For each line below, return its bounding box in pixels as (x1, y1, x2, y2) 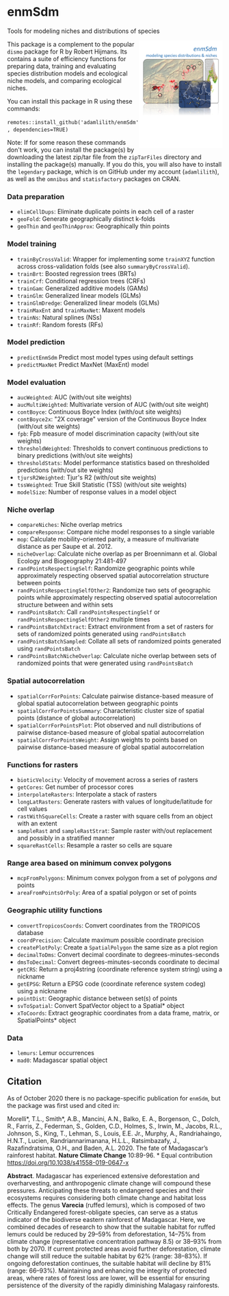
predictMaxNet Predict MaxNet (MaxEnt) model (16, 360, 149, 368)
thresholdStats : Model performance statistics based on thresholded (16, 459, 210, 467)
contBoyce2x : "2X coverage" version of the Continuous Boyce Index (16, 415, 207, 423)
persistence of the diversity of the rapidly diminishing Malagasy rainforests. (7, 1281, 220, 1289)
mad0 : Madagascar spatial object (16, 1056, 108, 1064)
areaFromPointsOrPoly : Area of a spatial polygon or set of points (16, 888, 197, 897)
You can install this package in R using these (7, 97, 133, 105)
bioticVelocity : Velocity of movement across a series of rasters (16, 776, 198, 784)
